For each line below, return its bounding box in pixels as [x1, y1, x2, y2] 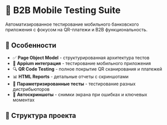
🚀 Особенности [5, 41, 57, 50]
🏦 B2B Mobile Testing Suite [5, 5, 121, 16]
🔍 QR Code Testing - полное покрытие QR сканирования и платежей [12, 66, 162, 72]
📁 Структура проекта [5, 111, 76, 120]
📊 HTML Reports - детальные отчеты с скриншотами [12, 73, 129, 80]
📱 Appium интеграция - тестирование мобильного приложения [12, 60, 151, 66]
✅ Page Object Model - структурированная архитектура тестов [12, 54, 150, 60]
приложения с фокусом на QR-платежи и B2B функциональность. [5, 26, 148, 32]
